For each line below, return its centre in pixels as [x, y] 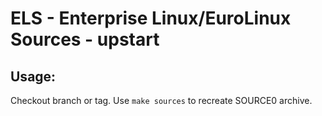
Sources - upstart [85, 39]
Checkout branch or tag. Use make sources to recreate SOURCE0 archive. [161, 100]
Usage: [33, 76]
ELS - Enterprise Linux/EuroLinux [151, 18]
